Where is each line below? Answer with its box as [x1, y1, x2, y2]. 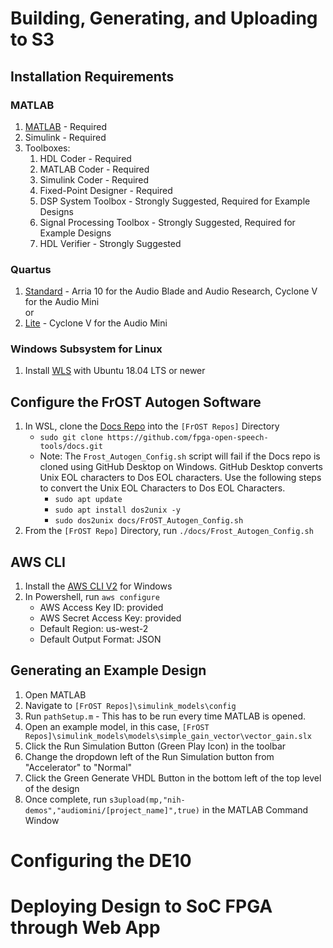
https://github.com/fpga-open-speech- [106, 433, 269, 443]
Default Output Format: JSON [39, 633, 162, 646]
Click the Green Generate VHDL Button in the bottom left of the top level [24, 772, 322, 784]
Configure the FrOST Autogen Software [10, 393, 262, 411]
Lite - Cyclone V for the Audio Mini [24, 317, 168, 329]
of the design [24, 782, 80, 794]
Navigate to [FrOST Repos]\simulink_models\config [24, 699, 237, 711]
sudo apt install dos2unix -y [54, 505, 181, 516]
